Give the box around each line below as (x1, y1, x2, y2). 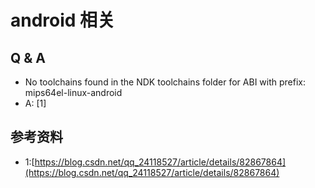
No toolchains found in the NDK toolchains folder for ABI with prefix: (24, 76, 307, 88)
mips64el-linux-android (24, 87, 123, 98)
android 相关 (10, 9, 116, 32)
